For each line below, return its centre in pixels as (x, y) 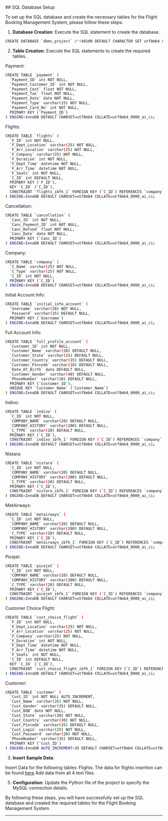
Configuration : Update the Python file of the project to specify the (81, 782)
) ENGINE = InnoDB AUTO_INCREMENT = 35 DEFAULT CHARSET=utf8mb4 (69, 748)
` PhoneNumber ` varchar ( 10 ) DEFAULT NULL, (53, 379)
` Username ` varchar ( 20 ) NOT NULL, (45, 309)
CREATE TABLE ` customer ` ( (33, 692)
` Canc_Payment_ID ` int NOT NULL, (44, 225)
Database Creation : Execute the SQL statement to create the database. (86, 32)
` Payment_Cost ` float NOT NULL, (43, 89)
